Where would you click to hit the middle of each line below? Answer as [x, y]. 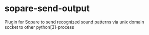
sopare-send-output [47, 9]
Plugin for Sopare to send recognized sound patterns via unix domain [74, 22]
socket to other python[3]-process [39, 27]
